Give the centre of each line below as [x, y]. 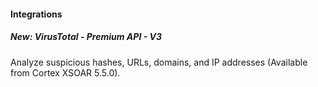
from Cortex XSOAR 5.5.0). [65, 72]
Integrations [36, 14]
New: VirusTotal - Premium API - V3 [86, 37]
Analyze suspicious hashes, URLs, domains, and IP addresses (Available [159, 62]
